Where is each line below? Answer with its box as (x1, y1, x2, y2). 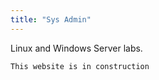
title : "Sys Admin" (10, 14, 92, 25)
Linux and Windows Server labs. (10, 42, 143, 54)
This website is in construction (10, 61, 150, 71)
